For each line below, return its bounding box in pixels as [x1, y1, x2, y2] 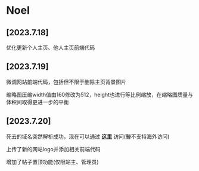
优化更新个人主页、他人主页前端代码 [6, 44, 95, 51]
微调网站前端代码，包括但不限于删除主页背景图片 [6, 78, 126, 85]
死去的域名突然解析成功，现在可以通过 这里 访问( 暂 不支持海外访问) [6, 133, 170, 140]
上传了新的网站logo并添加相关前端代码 [6, 145, 101, 152]
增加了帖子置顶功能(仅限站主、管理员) [6, 158, 99, 165]
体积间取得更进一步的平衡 [6, 98, 69, 105]
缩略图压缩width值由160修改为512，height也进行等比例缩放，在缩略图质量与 [6, 91, 194, 98]
